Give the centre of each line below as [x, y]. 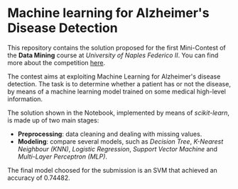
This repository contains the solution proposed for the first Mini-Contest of [117, 47]
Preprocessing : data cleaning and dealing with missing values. [110, 134]
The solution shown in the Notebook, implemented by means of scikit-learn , [118, 113]
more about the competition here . [56, 62]
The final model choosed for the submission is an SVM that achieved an [113, 170]
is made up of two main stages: [53, 120]
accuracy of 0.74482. [39, 178]
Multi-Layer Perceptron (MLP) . [63, 156]
